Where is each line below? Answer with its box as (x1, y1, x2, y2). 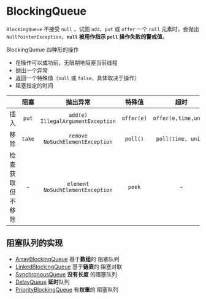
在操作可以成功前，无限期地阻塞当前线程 (15, 59, 118, 66)
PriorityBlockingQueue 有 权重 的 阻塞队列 (15, 286, 118, 293)
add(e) (68, 111, 88, 119)
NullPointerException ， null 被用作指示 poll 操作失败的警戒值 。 (6, 32, 168, 40)
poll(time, (156, 135, 188, 142)
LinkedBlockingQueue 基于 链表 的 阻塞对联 (15, 263, 123, 270)
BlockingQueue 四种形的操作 (6, 46, 79, 53)
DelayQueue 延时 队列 (15, 278, 70, 286)
